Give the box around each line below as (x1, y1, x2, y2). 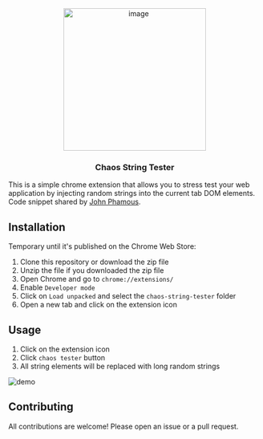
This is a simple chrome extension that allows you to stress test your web (8, 180, 250, 189)
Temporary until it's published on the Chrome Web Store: (8, 242, 196, 251)
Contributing (8, 400, 74, 414)
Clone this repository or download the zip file (19, 257, 169, 267)
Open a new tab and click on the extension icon (19, 300, 178, 310)
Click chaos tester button (19, 352, 106, 362)
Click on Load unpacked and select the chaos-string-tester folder (19, 291, 237, 301)
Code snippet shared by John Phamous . (8, 197, 141, 207)
